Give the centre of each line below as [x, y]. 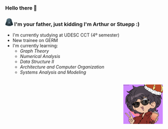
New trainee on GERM [35, 40]
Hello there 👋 [21, 8]
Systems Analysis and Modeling [53, 72]
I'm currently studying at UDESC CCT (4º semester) [66, 35]
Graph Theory [34, 51]
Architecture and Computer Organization [62, 67]
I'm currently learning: [35, 46]
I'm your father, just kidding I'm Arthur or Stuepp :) [77, 24]
